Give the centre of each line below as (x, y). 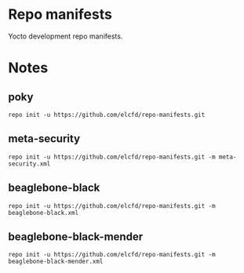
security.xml (29, 164)
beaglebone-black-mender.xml (56, 262)
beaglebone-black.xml (44, 213)
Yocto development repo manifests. (66, 36)
